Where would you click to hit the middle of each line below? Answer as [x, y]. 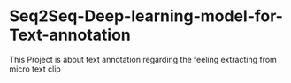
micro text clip [35, 69]
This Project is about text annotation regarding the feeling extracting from [143, 59]
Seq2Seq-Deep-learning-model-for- [146, 16]
